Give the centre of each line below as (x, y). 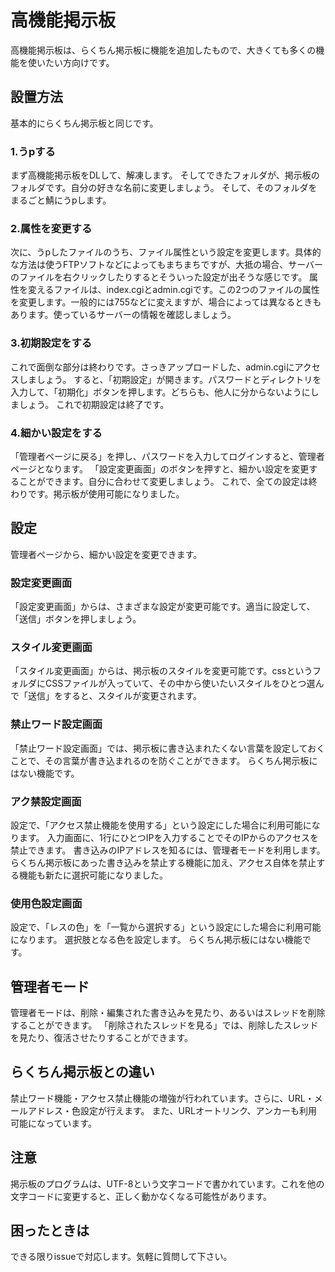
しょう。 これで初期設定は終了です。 (94, 404)
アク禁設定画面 (46, 801)
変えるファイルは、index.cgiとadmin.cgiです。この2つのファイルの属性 (173, 290)
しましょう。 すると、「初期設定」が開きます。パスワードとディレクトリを (170, 379)
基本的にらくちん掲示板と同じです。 (84, 123)
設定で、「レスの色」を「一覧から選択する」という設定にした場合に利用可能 (166, 927)
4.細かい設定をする (56, 433)
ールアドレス (36, 1110)
